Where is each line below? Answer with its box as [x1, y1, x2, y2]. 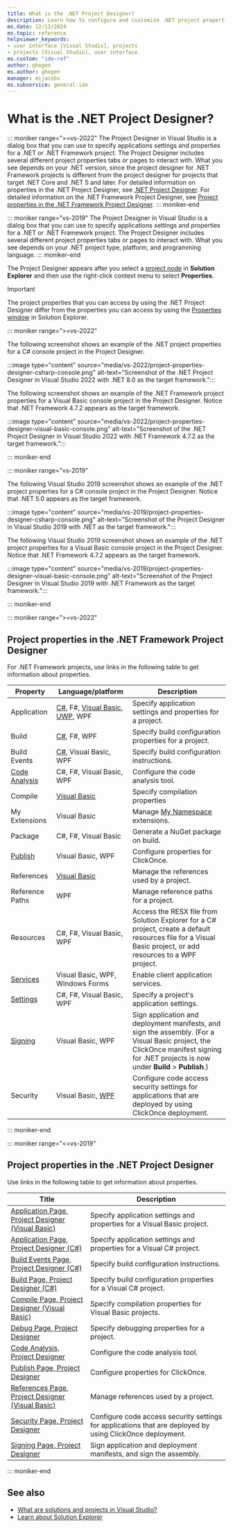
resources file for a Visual [132, 933, 216, 942]
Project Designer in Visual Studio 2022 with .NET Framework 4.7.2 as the [7, 432, 215, 441]
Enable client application [132, 970, 213, 980]
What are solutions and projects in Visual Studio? [17, 1505, 157, 1513]
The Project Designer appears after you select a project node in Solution [7, 265, 215, 273]
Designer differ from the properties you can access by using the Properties [7, 306, 222, 314]
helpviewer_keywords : [7, 36, 70, 43]
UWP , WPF [55, 712, 92, 721]
